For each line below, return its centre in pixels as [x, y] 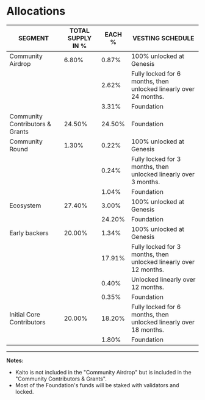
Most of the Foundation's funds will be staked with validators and [97, 385]
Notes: [15, 360]
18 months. [147, 329]
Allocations [36, 11]
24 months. [147, 96]
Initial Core [25, 314]
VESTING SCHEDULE [163, 38]
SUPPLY [80, 38]
